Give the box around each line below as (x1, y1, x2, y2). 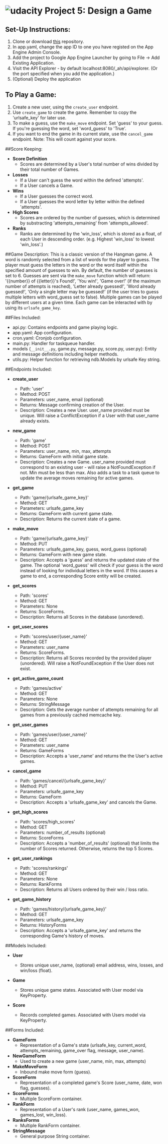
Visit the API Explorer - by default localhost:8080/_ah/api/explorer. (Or (12, 66, 158, 71)
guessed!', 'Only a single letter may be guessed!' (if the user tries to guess (5, 288, 159, 294)
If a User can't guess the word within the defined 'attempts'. (20, 177, 144, 183)
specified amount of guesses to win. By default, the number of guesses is (5, 267, 158, 273)
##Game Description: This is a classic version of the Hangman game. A (5, 251, 152, 257)
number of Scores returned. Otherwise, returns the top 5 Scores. (20, 845, 154, 852)
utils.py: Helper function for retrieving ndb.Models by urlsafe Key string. (12, 356, 161, 363)
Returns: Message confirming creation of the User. (20, 401, 125, 408)
